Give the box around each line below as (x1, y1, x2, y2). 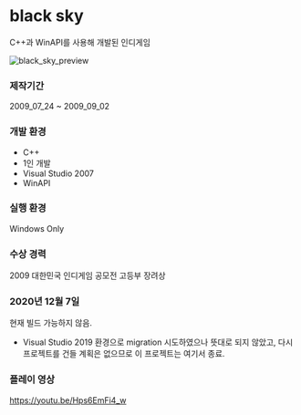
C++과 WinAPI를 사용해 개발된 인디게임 (9, 36, 150, 47)
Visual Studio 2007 (22, 168, 94, 179)
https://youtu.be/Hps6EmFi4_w (9, 394, 127, 406)
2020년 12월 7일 (9, 296, 80, 308)
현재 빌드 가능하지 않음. (9, 317, 93, 328)
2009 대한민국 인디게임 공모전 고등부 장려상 (9, 270, 166, 281)
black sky (9, 5, 84, 26)
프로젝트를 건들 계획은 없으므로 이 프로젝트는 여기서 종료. (22, 348, 225, 359)
